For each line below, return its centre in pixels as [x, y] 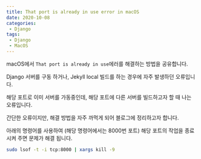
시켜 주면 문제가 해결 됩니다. [39, 138]
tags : [13, 35]
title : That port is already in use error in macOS [73, 12]
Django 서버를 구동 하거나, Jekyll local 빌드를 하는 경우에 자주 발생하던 [90, 76]
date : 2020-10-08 [28, 18]
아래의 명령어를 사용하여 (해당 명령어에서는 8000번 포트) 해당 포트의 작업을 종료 [100, 130]
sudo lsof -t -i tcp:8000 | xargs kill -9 [61, 149]
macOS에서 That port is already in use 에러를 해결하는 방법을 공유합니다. [97, 64]
